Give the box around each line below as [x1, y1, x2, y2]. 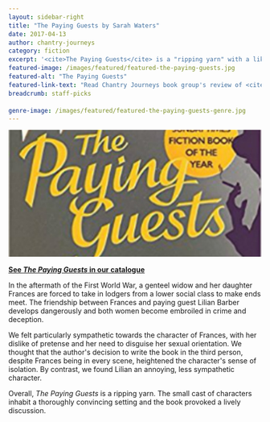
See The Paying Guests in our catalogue [8, 265, 145, 275]
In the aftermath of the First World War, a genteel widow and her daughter [8, 280, 253, 290]
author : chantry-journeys [8, 39, 95, 47]
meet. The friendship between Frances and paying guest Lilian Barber [8, 298, 239, 308]
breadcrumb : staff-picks [8, 89, 92, 97]
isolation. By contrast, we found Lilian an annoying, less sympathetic [8, 365, 235, 374]
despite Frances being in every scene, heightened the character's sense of [8, 356, 257, 366]
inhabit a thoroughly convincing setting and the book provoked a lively [8, 397, 241, 407]
